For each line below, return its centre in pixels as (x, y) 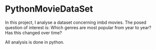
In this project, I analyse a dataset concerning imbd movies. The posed (76, 22)
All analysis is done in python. (35, 42)
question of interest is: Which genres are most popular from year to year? (78, 27)
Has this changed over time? (33, 33)
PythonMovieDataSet (49, 9)
